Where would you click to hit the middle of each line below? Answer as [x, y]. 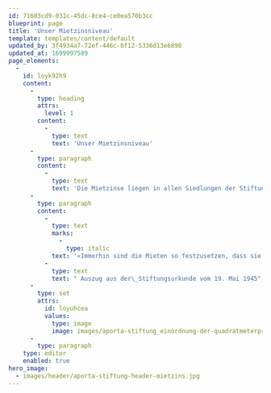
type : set [54, 294]
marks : [63, 234]
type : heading [61, 98]
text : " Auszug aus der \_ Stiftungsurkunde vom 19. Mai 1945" [156, 278]
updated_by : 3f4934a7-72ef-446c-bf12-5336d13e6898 [95, 46]
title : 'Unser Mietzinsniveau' [61, 31]
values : [57, 316]
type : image [71, 324]
